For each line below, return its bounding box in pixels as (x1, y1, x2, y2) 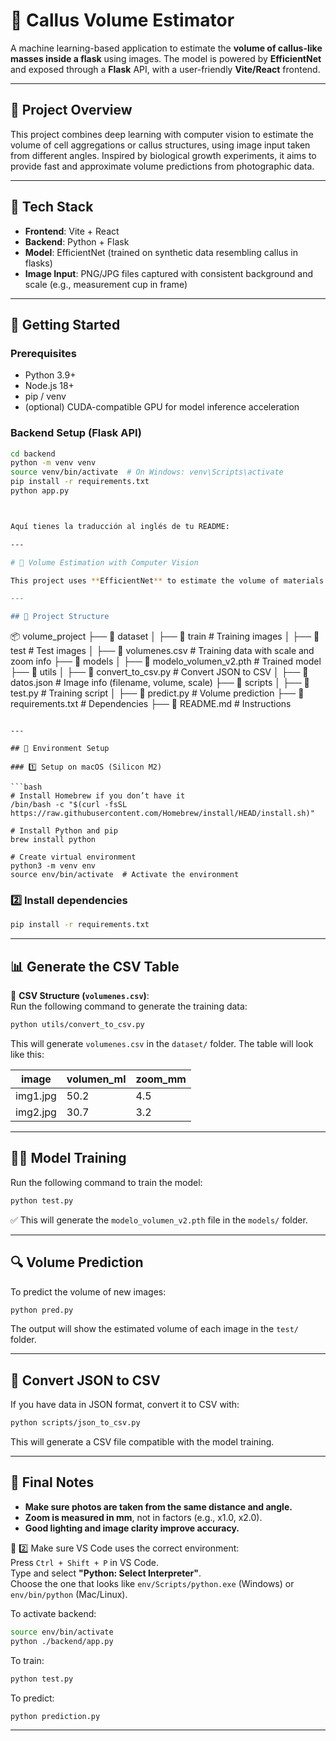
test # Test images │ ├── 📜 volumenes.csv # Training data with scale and (10, 645, 315, 657)
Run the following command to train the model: (10, 1176, 203, 1188)
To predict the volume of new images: (10, 1285, 167, 1298)
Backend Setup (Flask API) (10, 426, 142, 440)
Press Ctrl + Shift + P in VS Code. (10, 1556, 159, 1568)
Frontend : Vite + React (24, 225, 120, 237)
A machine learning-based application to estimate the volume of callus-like (10, 42, 323, 54)
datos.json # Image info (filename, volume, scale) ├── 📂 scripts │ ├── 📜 (10, 677, 310, 689)
